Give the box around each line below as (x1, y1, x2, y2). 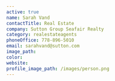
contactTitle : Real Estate (6, 20, 74, 26)
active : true (6, 9, 39, 15)
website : (6, 60, 28, 66)
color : (6, 54, 23, 60)
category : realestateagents (6, 32, 77, 38)
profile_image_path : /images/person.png (6, 65, 110, 72)
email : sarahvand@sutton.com (6, 43, 80, 49)
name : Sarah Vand (6, 15, 50, 21)
